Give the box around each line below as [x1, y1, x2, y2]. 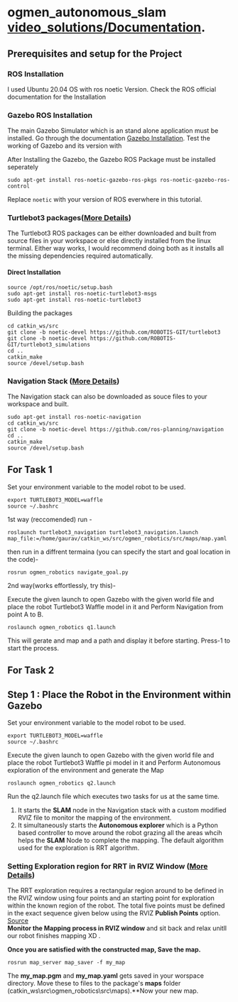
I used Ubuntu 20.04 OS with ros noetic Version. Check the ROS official [7, 85, 217, 93]
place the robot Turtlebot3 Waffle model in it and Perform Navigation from [7, 602, 224, 611]
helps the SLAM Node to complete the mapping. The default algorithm [17, 836, 224, 844]
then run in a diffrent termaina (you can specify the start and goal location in [7, 548, 231, 556]
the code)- [7, 555, 39, 563]
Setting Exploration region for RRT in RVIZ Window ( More [7, 861, 208, 871]
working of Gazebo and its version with [7, 141, 122, 150]
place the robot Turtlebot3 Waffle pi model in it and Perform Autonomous [7, 758, 221, 767]
